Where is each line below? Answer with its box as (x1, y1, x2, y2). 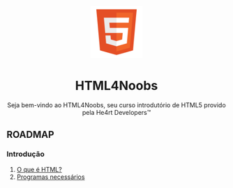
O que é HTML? (16, 165, 62, 173)
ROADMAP (6, 128, 54, 141)
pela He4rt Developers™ (82, 109, 151, 117)
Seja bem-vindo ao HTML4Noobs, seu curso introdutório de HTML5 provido (7, 101, 226, 109)
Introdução (6, 149, 45, 159)
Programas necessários (16, 173, 85, 181)
